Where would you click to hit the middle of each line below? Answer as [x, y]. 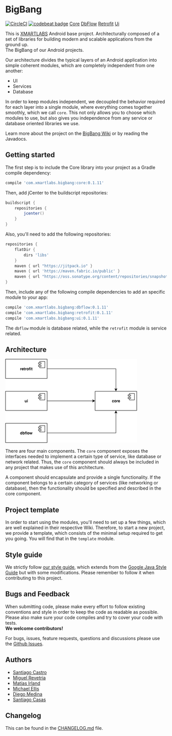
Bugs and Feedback [38, 594]
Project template [33, 510]
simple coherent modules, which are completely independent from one [80, 65]
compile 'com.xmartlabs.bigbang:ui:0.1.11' [52, 318]
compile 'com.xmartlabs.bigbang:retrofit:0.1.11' [59, 313]
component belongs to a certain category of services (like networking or [82, 483]
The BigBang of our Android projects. [45, 50]
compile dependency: [28, 172]
